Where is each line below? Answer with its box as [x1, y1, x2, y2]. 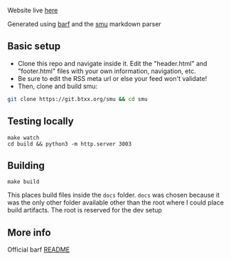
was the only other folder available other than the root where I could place [7, 198, 224, 207]
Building [7, 159, 45, 171]
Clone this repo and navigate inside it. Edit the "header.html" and [17, 59, 208, 67]
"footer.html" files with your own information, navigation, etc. [17, 67, 197, 75]
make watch [7, 134, 40, 141]
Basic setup [7, 40, 61, 53]
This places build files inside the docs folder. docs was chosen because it [7, 191, 220, 200]
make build [7, 178, 40, 185]
